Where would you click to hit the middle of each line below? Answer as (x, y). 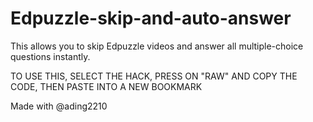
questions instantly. (50, 56)
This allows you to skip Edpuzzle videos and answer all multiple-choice (157, 46)
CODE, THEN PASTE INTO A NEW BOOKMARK (106, 86)
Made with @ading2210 (59, 106)
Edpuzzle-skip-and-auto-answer (151, 18)
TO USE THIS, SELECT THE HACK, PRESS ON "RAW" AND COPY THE (154, 76)
